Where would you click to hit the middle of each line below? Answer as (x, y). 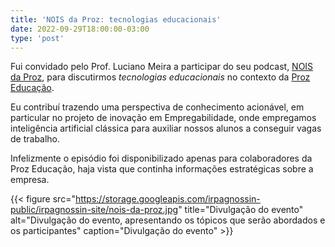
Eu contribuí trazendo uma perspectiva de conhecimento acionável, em (157, 107)
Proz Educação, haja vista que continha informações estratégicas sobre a (162, 169)
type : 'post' (37, 38)
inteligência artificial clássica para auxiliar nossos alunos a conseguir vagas (166, 128)
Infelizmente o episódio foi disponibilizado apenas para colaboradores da (161, 158)
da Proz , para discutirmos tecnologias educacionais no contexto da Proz (160, 77)
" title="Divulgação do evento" (241, 210)
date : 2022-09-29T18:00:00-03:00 (80, 29)
